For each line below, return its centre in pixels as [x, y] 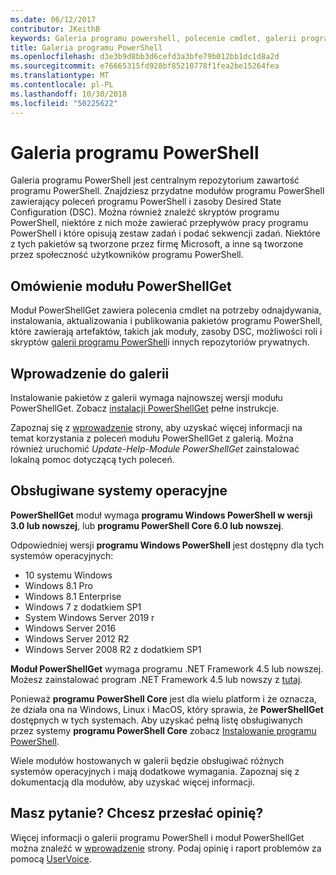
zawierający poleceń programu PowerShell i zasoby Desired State [146, 202]
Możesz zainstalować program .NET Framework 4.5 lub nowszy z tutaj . [156, 679]
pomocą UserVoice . [51, 858]
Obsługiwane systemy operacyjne [119, 491]
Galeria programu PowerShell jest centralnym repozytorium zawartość [155, 180]
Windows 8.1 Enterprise [73, 596]
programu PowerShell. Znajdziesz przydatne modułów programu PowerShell [167, 191]
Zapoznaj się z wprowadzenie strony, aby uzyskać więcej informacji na [156, 428]
